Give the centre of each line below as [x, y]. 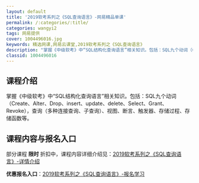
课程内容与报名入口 [41, 138]
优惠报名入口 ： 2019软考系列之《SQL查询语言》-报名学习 [76, 174]
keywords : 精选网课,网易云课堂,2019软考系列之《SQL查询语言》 [76, 45]
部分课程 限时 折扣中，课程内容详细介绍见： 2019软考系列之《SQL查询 [91, 154]
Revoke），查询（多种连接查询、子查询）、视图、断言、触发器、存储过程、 [96, 111]
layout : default [26, 12]
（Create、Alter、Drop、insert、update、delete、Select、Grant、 [87, 103]
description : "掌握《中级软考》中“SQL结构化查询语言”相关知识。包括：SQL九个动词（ [99, 50]
